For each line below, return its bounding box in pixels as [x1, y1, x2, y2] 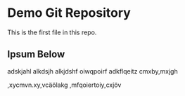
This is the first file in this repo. [7, 28, 97, 36]
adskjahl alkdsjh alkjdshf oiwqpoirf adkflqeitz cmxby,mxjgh [7, 67, 178, 75]
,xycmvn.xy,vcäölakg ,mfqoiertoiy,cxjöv [7, 81, 122, 89]
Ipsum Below [7, 48, 65, 60]
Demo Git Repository [7, 5, 132, 21]
